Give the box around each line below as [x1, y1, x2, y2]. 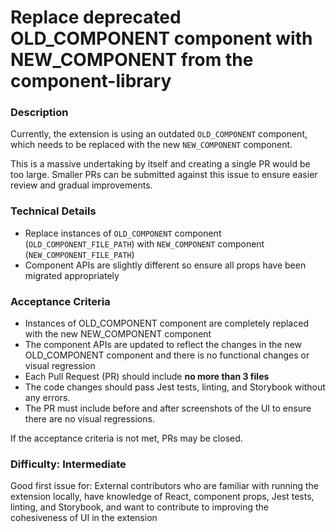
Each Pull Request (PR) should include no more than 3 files [24, 371, 270, 383]
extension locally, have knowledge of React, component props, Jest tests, [10, 491, 315, 503]
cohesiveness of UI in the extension [10, 512, 158, 524]
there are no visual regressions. [24, 413, 155, 425]
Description [10, 106, 69, 120]
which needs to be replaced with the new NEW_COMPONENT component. [10, 139, 293, 151]
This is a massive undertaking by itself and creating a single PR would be [10, 158, 311, 170]
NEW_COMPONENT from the [10, 49, 254, 71]
